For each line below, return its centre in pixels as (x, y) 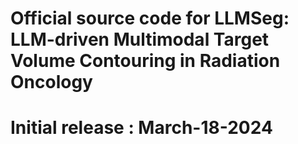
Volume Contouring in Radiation (145, 61)
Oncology (51, 82)
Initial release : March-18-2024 (141, 128)
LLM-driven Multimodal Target (140, 39)
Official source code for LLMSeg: (150, 18)
